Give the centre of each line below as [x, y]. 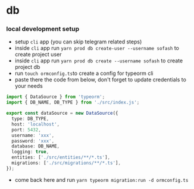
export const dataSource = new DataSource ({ [62, 114]
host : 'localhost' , [36, 124]
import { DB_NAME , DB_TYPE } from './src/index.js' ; [73, 103]
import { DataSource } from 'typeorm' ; [56, 97]
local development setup [43, 29]
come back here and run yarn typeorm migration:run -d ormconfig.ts [101, 179]
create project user [38, 55]
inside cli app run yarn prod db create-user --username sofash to [97, 48]
